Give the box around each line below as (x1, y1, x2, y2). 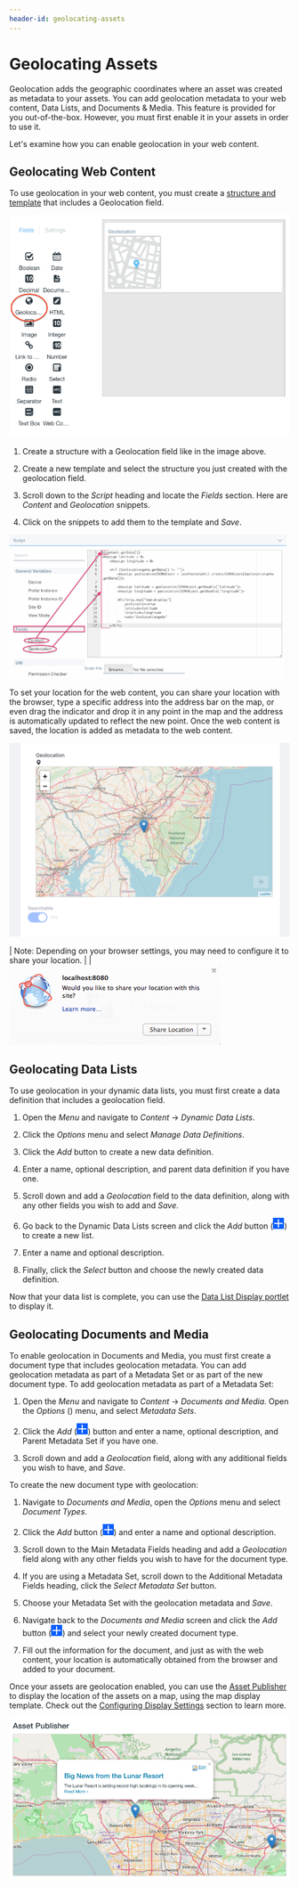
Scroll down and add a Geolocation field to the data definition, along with (21, 1190, 290, 1202)
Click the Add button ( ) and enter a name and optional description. (21, 1527, 277, 1538)
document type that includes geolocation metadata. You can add (9, 1360, 247, 1371)
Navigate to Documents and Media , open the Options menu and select (21, 1497, 281, 1507)
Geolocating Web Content (9, 164, 156, 179)
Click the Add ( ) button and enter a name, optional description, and (21, 1426, 278, 1437)
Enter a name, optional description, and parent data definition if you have (21, 1164, 290, 1175)
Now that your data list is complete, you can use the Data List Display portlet (9, 1292, 289, 1303)
